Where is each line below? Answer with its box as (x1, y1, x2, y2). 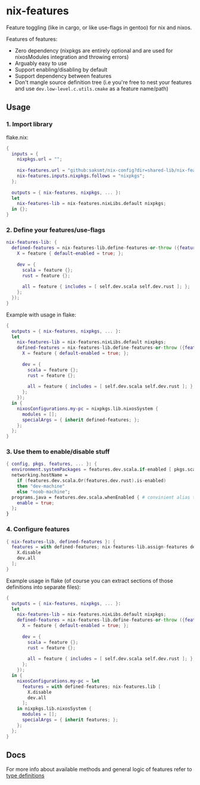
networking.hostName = (11, 472, 68, 478)
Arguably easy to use (14, 60, 67, 67)
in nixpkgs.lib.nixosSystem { (17, 706, 92, 712)
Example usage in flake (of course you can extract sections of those (6, 577, 174, 584)
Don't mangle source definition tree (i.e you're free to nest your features (14, 79, 192, 86)
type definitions (6, 772, 45, 779)
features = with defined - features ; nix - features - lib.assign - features (11, 544, 187, 550)
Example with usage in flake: (6, 311, 76, 318)
